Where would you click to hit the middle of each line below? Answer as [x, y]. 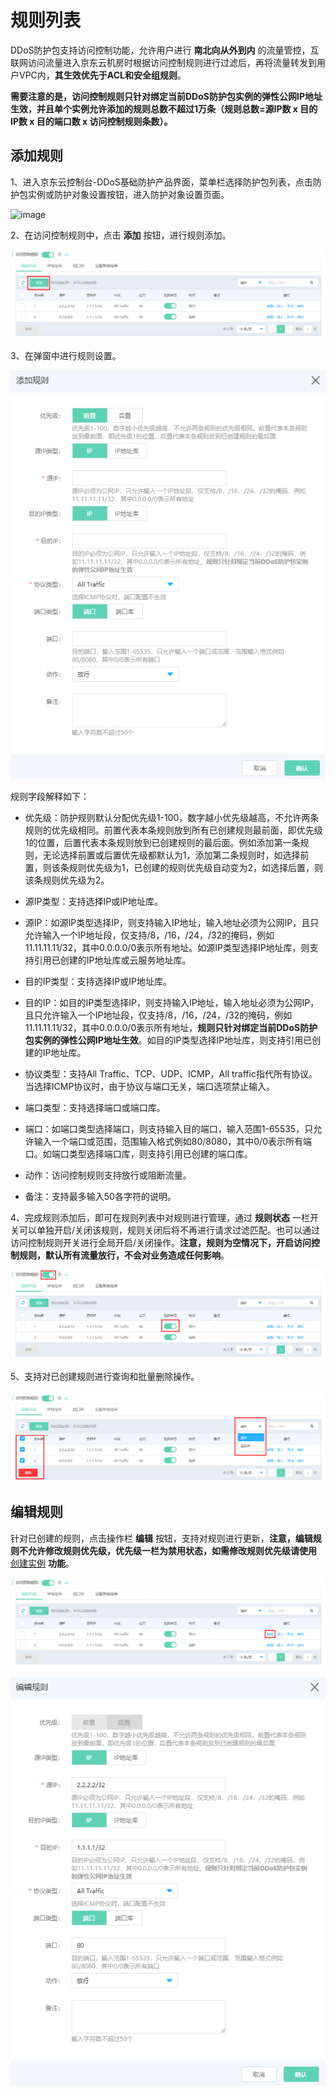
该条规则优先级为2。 [67, 880]
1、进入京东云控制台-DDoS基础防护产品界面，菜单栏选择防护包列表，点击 [161, 182]
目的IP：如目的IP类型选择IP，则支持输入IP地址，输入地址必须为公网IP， [172, 1003]
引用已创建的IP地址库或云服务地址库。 [112, 960]
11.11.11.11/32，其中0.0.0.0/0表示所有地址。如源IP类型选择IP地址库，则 [167, 948]
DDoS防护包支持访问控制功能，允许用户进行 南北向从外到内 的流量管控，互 [165, 50]
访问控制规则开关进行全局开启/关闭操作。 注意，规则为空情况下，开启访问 [161, 1243]
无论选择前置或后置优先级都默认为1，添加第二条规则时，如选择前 [176, 855]
